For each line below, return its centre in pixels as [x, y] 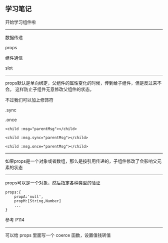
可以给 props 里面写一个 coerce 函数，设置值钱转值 [58, 235]
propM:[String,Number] [38, 201]
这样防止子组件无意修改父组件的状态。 [54, 89]
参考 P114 [15, 219]
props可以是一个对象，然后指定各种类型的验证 [53, 183]
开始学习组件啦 [20, 22]
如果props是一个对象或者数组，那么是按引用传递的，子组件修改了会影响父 [81, 161]
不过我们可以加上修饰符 [29, 100]
